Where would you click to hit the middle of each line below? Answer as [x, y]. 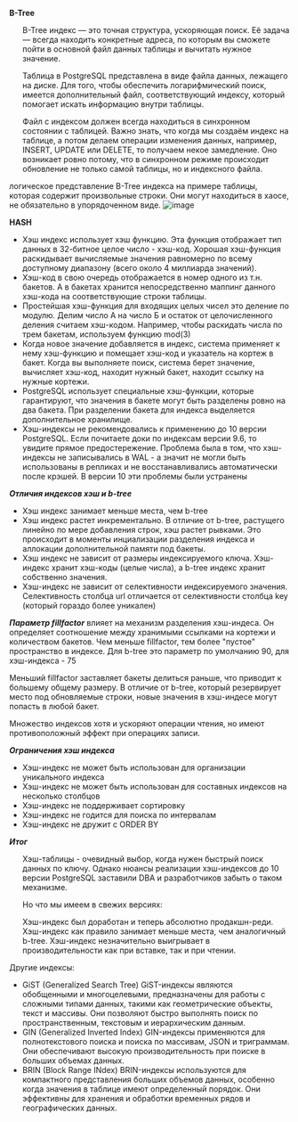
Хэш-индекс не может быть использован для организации [134, 767]
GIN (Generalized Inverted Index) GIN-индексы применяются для [144, 1032]
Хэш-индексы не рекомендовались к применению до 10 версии [144, 429]
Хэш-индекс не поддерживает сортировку [103, 805]
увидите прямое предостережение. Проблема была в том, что [141, 448]
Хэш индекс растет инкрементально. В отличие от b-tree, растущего [153, 520]
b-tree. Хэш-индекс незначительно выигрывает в [116, 941]
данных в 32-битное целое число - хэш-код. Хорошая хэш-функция [152, 249]
